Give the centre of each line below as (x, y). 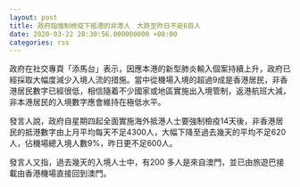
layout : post (33, 17)
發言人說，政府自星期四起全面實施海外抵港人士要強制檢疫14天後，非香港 (142, 121)
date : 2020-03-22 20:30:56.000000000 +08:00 (93, 34)
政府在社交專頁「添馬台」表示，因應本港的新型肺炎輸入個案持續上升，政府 (146, 69)
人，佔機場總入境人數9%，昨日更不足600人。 (93, 143)
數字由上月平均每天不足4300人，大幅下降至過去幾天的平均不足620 (163, 132)
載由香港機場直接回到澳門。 (60, 174)
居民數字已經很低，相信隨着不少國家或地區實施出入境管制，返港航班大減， (154, 91)
